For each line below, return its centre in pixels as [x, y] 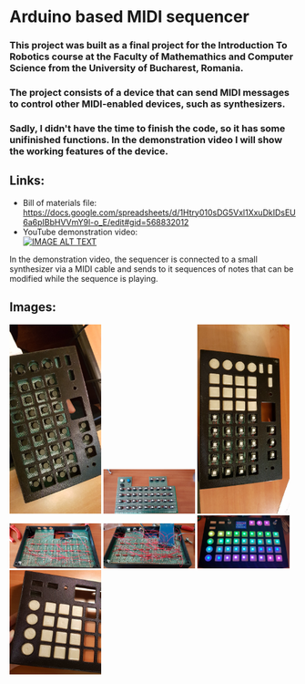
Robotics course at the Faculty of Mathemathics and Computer [152, 57]
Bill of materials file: [60, 202]
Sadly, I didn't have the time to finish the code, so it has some [147, 128]
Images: [33, 307]
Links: [27, 181]
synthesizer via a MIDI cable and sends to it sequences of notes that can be [152, 269]
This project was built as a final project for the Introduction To [148, 46]
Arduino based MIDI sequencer [130, 17]
